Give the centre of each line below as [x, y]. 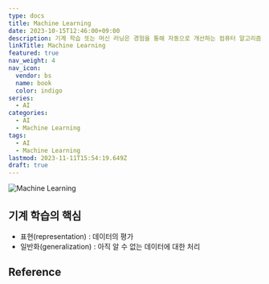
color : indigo [39, 91]
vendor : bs [34, 76]
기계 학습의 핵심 [45, 215]
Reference [35, 272]
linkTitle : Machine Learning [57, 46]
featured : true [34, 53]
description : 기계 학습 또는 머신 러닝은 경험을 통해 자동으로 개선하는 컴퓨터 [122, 38]
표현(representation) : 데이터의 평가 [77, 236]
